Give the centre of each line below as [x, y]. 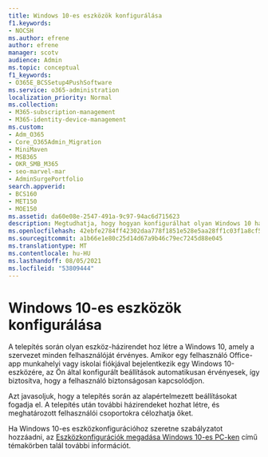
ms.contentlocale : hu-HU [49, 253]
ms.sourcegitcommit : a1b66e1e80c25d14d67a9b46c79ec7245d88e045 [116, 239]
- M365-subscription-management [62, 113]
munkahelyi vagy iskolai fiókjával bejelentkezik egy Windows [122, 364]
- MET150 [23, 201]
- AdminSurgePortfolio [46, 179]
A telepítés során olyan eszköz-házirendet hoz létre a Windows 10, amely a [132, 347]
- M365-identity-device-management [67, 120]
